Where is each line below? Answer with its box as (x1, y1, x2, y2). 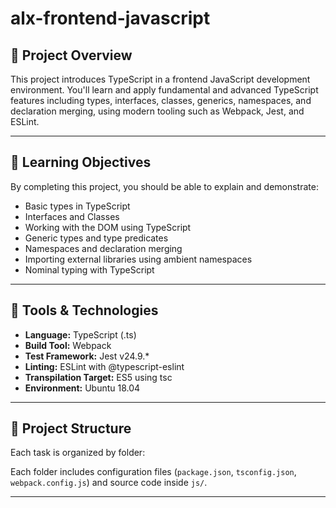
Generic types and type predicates (24, 232, 169, 244)
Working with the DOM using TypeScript (24, 221, 192, 233)
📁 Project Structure (10, 420, 132, 437)
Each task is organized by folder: (10, 447, 146, 459)
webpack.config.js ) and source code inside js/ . (10, 477, 208, 489)
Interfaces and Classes (24, 210, 120, 222)
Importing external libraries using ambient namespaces (24, 253, 253, 265)
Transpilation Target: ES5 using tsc (24, 371, 173, 383)
